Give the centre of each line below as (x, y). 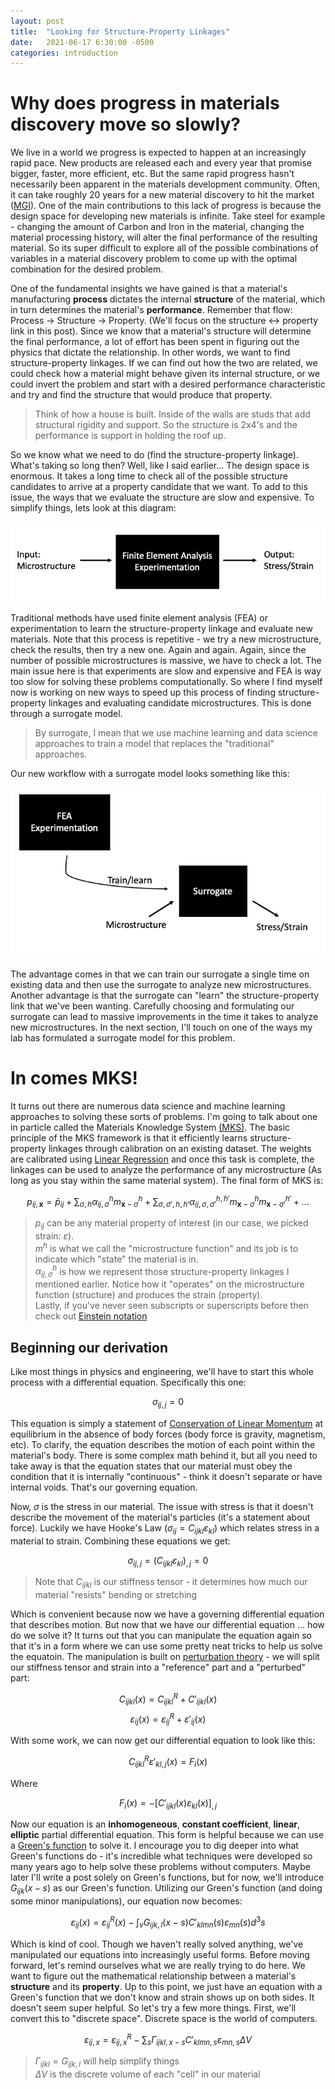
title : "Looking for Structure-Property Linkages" (120, 31)
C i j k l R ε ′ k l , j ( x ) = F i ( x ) (168, 1762)
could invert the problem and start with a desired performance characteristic (168, 384)
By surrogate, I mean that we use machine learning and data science (176, 732)
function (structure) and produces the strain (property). (148, 1295)
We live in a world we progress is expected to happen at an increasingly (158, 152)
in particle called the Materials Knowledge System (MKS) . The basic (150, 1127)
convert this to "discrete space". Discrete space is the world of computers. (164, 2018)
